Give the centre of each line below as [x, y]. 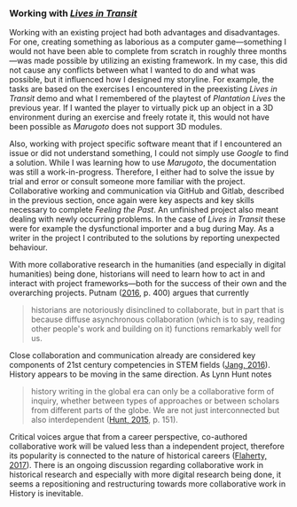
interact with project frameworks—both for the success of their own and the [148, 284]
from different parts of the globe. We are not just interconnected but [155, 410]
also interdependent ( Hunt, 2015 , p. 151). [105, 420]
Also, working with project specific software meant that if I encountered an [145, 144]
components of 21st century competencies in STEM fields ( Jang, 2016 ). [140, 365]
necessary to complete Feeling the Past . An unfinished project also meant [144, 210]
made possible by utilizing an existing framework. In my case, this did [161, 61]
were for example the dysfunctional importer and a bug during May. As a [142, 229]
